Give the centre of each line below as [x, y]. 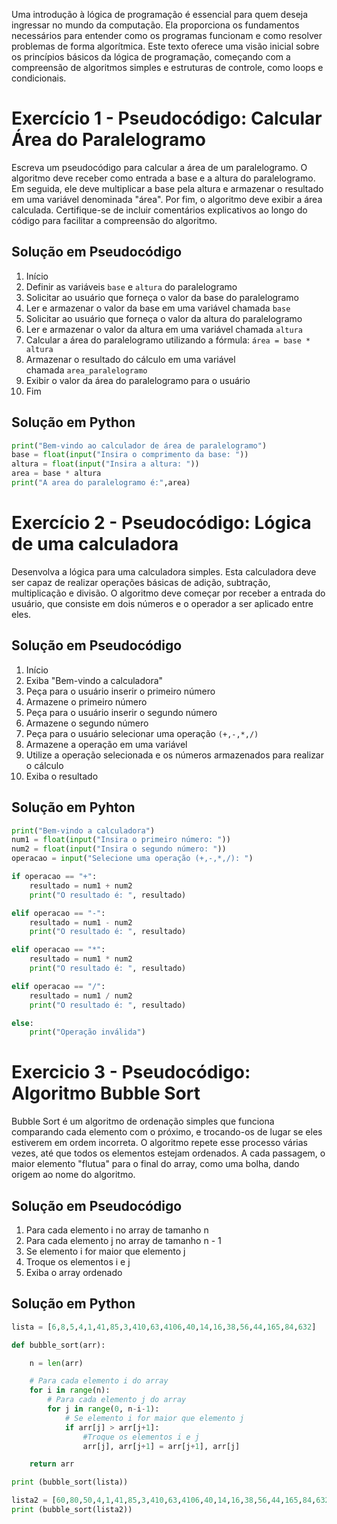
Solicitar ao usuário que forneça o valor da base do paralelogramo [162, 297]
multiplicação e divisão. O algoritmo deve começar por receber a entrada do [168, 593]
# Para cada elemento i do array [99, 1381]
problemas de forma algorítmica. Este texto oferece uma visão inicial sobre [165, 46]
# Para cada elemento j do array [117, 1400]
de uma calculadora [95, 544]
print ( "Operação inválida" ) [87, 1032]
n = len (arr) [56, 1363]
